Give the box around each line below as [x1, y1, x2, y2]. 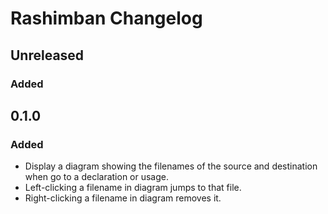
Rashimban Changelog [10, 7, 203, 30]
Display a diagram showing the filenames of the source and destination [24, 160, 318, 172]
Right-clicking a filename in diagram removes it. [24, 192, 222, 204]
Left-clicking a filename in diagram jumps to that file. [24, 182, 242, 194]
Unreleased [10, 47, 85, 64]
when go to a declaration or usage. [24, 171, 169, 183]
